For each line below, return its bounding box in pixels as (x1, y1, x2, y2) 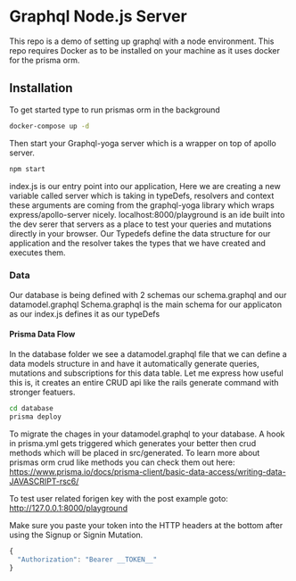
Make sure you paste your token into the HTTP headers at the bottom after (9, 519, 284, 530)
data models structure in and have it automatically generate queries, (9, 359, 260, 369)
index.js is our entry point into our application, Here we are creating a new (9, 180, 281, 191)
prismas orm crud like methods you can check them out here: (9, 457, 235, 468)
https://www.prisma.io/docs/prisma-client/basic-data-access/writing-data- (9, 466, 287, 477)
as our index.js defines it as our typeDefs (9, 308, 160, 319)
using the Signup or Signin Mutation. (9, 529, 144, 540)
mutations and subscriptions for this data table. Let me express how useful (9, 368, 284, 378)
